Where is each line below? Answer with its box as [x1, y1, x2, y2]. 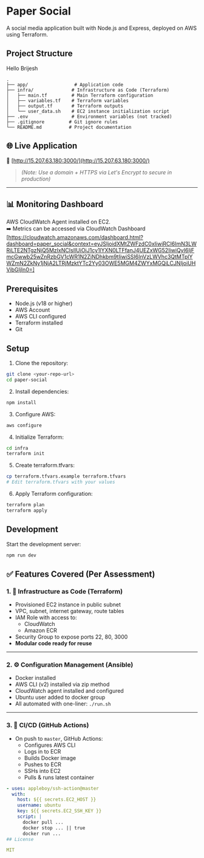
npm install [6, 399, 36, 405]
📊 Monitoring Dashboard [6, 199, 104, 209]
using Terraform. [6, 30, 49, 38]
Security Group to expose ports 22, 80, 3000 [15, 633, 128, 640]
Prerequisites [6, 284, 58, 294]
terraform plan [6, 502, 45, 508]
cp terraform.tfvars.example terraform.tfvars [6, 473, 126, 479]
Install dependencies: [15, 388, 69, 395]
